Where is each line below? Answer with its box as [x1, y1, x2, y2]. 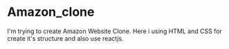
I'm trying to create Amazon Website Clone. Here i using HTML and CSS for [7, 27, 223, 35]
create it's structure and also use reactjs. [7, 34, 124, 42]
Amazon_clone [7, 4, 95, 20]
